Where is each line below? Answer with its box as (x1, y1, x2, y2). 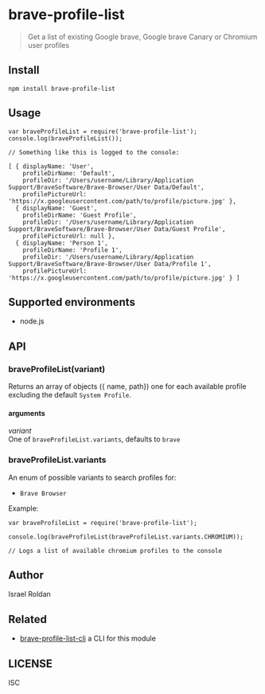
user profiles (27, 40, 70, 49)
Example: (8, 504, 39, 513)
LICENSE (8, 657, 53, 670)
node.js (19, 316, 45, 326)
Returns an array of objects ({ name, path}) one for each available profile (8, 382, 247, 391)
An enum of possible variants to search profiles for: (8, 472, 177, 482)
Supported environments (8, 295, 135, 308)
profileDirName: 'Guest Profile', (22, 211, 137, 219)
